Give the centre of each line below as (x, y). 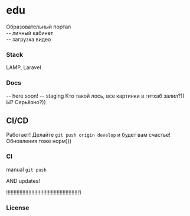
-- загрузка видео (29, 39)
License (18, 208)
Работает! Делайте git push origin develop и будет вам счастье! (89, 135)
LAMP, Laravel (24, 67)
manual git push (27, 169)
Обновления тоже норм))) (39, 141)
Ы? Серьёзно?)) (26, 102)
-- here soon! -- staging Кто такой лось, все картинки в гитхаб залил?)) (95, 96)
